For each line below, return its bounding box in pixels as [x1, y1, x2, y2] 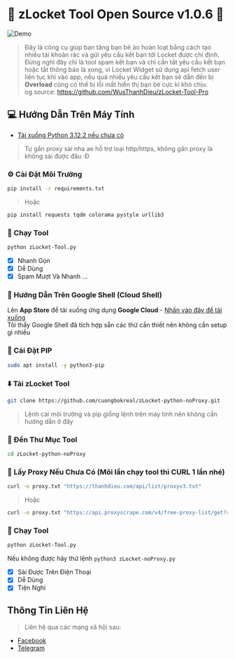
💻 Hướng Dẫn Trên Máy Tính [7, 108, 135, 121]
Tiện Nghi [17, 583, 46, 592]
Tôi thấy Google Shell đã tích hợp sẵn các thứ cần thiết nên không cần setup [7, 321, 227, 329]
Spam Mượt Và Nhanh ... [17, 272, 88, 281]
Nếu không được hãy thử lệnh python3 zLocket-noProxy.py [7, 554, 176, 562]
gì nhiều [7, 328, 31, 336]
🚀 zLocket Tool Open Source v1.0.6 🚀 [7, 6, 225, 22]
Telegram [17, 644, 45, 653]
